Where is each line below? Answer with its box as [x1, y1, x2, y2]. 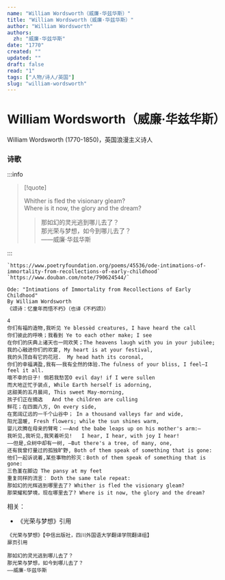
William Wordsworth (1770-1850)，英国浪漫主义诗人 [7, 136, 153, 144]
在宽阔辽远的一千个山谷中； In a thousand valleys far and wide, [7, 411, 184, 418]
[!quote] [23, 184, 47, 192]
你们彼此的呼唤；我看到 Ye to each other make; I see [7, 332, 153, 339]
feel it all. [7, 367, 44, 374]
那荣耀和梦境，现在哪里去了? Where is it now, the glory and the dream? [7, 490, 205, 496]
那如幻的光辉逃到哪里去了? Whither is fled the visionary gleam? [7, 482, 185, 490]
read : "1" [7, 67, 36, 74]
